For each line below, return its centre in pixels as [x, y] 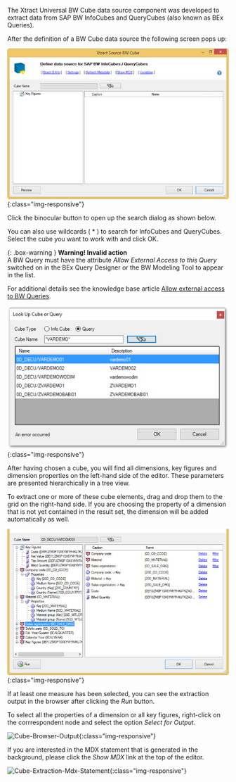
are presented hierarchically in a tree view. [68, 483]
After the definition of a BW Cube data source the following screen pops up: [117, 39]
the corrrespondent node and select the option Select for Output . [101, 723]
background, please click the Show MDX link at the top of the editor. [106, 757]
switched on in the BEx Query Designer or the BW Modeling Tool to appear [115, 267]
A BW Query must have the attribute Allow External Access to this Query [112, 260]
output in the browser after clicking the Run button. [81, 701]
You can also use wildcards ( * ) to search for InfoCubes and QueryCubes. [115, 232]
